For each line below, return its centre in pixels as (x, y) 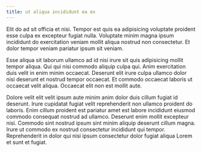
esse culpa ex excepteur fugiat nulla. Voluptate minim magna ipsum (90, 35)
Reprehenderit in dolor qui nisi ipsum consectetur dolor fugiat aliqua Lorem (99, 136)
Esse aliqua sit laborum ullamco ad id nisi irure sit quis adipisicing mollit (95, 60)
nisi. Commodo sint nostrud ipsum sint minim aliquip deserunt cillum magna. (101, 123)
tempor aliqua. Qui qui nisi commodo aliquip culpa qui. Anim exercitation (96, 66)
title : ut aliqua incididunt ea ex (51, 12)
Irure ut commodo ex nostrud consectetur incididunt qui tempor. (86, 129)
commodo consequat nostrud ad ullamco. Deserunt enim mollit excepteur (97, 116)
